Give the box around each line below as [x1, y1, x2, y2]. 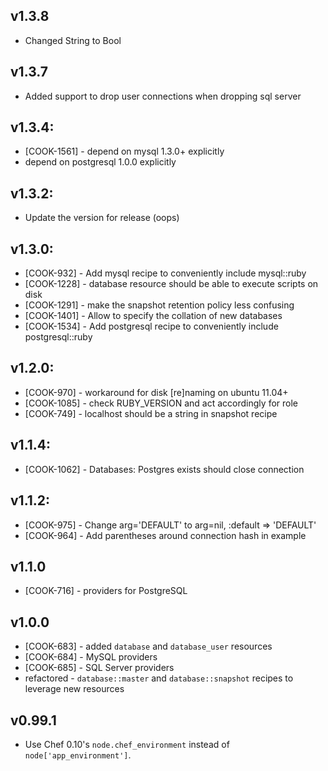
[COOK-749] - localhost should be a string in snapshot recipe [24, 407, 278, 419]
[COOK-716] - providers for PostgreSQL [24, 585, 188, 597]
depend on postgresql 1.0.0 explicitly [24, 156, 177, 168]
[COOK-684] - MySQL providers [24, 651, 158, 663]
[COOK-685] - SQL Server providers [24, 662, 175, 674]
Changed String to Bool [24, 34, 122, 46]
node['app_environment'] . [24, 749, 132, 761]
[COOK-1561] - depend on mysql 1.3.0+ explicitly [24, 145, 225, 158]
